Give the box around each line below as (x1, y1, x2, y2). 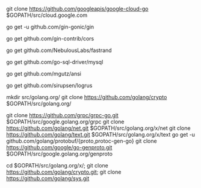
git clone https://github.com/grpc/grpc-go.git (6, 112, 119, 118)
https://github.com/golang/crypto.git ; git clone (6, 169, 122, 175)
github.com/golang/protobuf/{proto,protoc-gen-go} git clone (6, 137, 158, 144)
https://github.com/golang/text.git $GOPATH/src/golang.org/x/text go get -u (6, 131, 196, 138)
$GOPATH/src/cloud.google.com (6, 11, 88, 19)
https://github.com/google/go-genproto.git (6, 144, 113, 151)
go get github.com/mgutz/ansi (6, 70, 82, 77)
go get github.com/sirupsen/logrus (6, 82, 93, 89)
